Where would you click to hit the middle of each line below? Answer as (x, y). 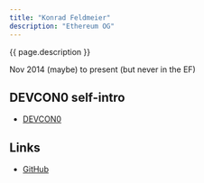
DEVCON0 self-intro (67, 97)
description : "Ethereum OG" (62, 26)
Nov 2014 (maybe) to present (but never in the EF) (102, 69)
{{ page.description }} (50, 51)
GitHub (36, 169)
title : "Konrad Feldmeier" (60, 18)
